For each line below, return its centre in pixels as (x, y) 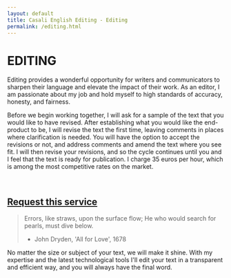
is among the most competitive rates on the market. (80, 167)
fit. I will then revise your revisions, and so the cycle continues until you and (114, 152)
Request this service (52, 202)
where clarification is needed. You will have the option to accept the (103, 137)
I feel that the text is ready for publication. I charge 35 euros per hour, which (115, 159)
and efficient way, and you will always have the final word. (90, 268)
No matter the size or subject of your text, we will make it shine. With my (110, 252)
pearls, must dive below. (59, 226)
